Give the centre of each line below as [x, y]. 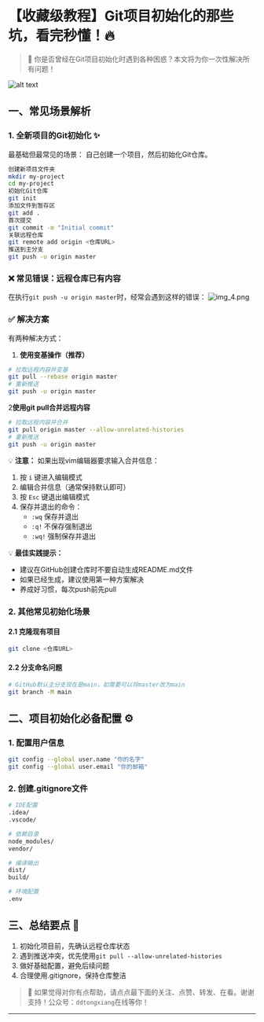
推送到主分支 [26, 250]
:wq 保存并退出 [55, 517]
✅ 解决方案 [29, 319]
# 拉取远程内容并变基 [38, 369]
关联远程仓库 [26, 235]
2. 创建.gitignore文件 [48, 789]
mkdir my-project [37, 176]
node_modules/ [31, 841]
